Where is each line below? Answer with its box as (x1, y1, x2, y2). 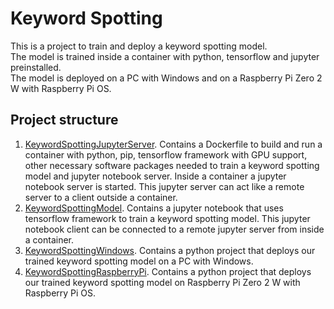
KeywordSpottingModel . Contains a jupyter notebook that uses (24, 202, 284, 214)
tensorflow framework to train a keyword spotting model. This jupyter (24, 212, 311, 224)
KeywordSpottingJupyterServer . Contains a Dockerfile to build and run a (24, 138, 323, 150)
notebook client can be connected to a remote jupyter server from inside (24, 223, 325, 235)
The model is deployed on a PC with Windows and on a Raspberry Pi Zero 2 (10, 72, 323, 84)
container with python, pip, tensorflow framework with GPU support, (24, 148, 308, 161)
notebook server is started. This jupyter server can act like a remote (24, 180, 305, 192)
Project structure (10, 112, 119, 129)
